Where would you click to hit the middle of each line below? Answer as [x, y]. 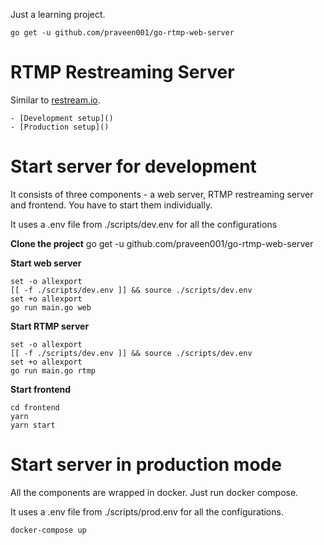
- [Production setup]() [60, 127]
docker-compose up [48, 530]
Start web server [46, 263]
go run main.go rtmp [53, 370]
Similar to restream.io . [55, 100]
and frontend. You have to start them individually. [111, 205]
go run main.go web [51, 307]
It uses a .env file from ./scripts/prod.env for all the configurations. [147, 511]
